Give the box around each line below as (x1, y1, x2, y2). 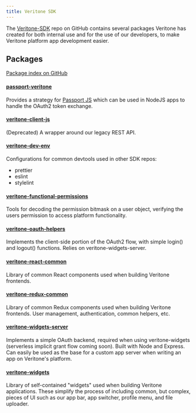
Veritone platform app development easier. (6, 37, 110, 44)
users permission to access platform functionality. (6, 212, 127, 219)
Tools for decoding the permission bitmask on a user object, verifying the (6, 206, 184, 213)
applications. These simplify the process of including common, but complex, (6, 388, 191, 395)
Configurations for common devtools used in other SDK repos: (6, 155, 157, 163)
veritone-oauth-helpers (6, 225, 66, 232)
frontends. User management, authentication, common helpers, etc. (6, 310, 170, 317)
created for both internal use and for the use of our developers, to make (6, 31, 180, 38)
